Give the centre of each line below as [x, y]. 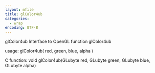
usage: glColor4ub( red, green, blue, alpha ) [49, 51]
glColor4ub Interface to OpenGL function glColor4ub [58, 41]
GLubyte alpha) [21, 66]
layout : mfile [20, 9]
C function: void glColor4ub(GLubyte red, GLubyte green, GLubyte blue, [78, 60]
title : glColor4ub [24, 14]
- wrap [16, 23]
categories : [17, 18]
